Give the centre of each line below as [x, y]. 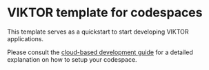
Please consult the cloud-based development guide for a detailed [100, 52]
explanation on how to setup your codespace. [72, 59]
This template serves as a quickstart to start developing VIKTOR [98, 32]
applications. [25, 38]
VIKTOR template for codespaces [105, 13]
